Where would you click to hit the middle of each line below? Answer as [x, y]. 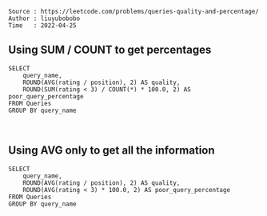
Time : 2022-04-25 [43, 26]
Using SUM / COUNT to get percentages [110, 50]
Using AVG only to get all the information [112, 151]
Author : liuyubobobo [44, 18]
